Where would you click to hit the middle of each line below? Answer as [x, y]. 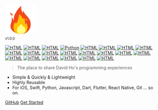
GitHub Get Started [24, 102]
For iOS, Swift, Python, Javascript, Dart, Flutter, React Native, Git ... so [82, 88]
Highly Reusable [29, 82]
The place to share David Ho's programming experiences [75, 68]
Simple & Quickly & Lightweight [44, 77]
